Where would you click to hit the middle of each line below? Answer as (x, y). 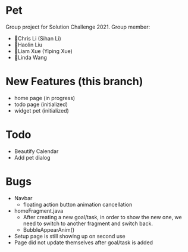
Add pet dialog (32, 157)
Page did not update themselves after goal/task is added (83, 242)
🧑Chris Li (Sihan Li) (38, 38)
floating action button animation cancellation (78, 204)
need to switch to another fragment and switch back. (88, 223)
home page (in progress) (45, 98)
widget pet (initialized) (41, 110)
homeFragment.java (39, 211)
